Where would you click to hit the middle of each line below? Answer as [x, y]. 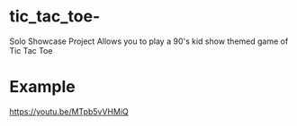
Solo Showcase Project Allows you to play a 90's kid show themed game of [149, 41]
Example [42, 87]
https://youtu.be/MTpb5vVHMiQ [69, 111]
